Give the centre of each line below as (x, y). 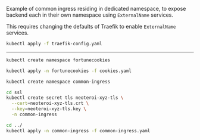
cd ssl (14, 92)
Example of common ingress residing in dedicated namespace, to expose (96, 9)
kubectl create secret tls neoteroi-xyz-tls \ (65, 98)
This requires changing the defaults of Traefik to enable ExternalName (91, 27)
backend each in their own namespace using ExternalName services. (90, 15)
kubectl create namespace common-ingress (58, 82)
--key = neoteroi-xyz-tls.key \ (49, 109)
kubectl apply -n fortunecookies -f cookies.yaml (69, 71)
